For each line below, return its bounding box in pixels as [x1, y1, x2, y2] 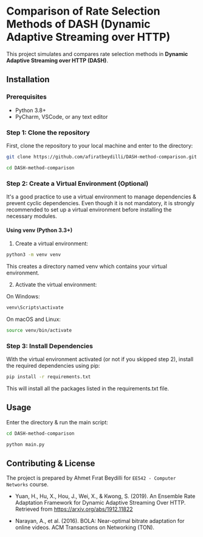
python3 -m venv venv [6, 251, 61, 258]
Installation [6, 74, 50, 85]
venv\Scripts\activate [6, 304, 64, 311]
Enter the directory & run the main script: [6, 418, 108, 426]
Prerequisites [6, 93, 47, 101]
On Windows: [6, 293, 40, 300]
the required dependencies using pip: [6, 362, 100, 370]
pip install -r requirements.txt [6, 374, 91, 380]
